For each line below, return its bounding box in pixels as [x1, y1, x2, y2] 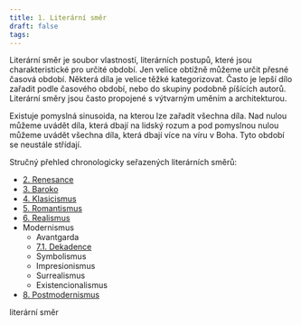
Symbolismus [35, 251, 87, 262]
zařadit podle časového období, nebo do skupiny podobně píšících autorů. [9, 83, 287, 95]
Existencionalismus [35, 280, 108, 291]
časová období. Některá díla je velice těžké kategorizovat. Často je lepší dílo [9, 74, 293, 85]
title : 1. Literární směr [9, 13, 107, 23]
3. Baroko [22, 184, 59, 195]
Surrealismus [35, 270, 86, 281]
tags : [9, 30, 30, 39]
